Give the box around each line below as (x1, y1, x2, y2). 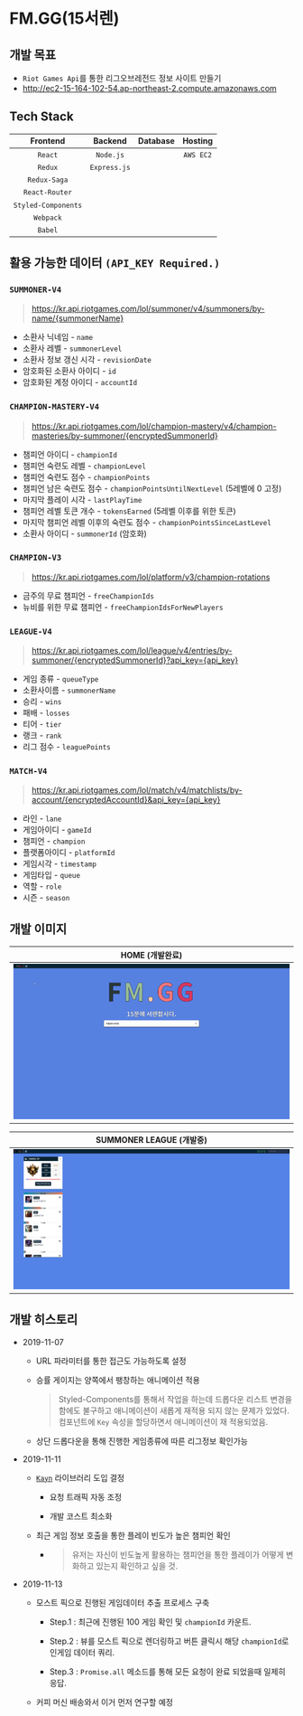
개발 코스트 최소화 (49, 1511, 113, 1522)
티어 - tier (22, 719, 62, 730)
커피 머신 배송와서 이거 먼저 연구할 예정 (35, 1696, 174, 1707)
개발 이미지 (9, 921, 68, 937)
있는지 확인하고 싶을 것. (96, 1560, 179, 1571)
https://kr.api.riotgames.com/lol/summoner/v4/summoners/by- (31, 304, 265, 315)
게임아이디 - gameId (22, 825, 92, 835)
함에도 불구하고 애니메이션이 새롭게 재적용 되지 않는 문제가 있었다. (58, 1405, 290, 1416)
